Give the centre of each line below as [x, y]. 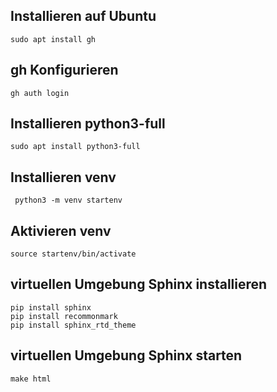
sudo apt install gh [53, 39]
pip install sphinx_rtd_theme [73, 325]
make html [31, 379]
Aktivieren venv [61, 230]
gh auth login [40, 93]
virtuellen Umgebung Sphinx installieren [139, 284]
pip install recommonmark [64, 316]
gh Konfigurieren [64, 70]
